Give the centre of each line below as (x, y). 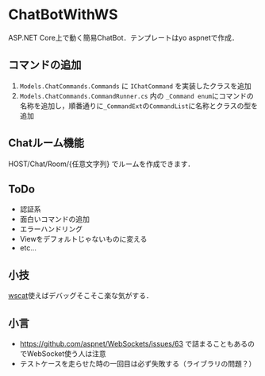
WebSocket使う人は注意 (67, 354)
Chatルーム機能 (46, 143)
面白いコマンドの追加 (54, 219)
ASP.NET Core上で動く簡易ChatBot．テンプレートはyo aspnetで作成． (124, 37)
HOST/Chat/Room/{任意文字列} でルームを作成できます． (102, 164)
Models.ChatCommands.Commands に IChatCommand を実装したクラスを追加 (135, 86)
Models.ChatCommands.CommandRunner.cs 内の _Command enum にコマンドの (136, 95)
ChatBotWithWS (63, 15)
